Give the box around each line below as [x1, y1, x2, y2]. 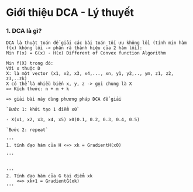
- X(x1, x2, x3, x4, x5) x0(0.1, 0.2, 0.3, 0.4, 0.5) [6, 117, 140, 123]
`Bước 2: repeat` [6, 127, 49, 133]
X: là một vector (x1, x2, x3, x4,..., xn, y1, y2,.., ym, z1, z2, [6, 71, 174, 77]
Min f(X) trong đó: [6, 60, 54, 67]
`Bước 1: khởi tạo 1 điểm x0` [6, 107, 80, 112]
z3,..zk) [6, 76, 27, 82]
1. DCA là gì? [6, 27, 42, 35]
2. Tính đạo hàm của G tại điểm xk [6, 173, 93, 179]
